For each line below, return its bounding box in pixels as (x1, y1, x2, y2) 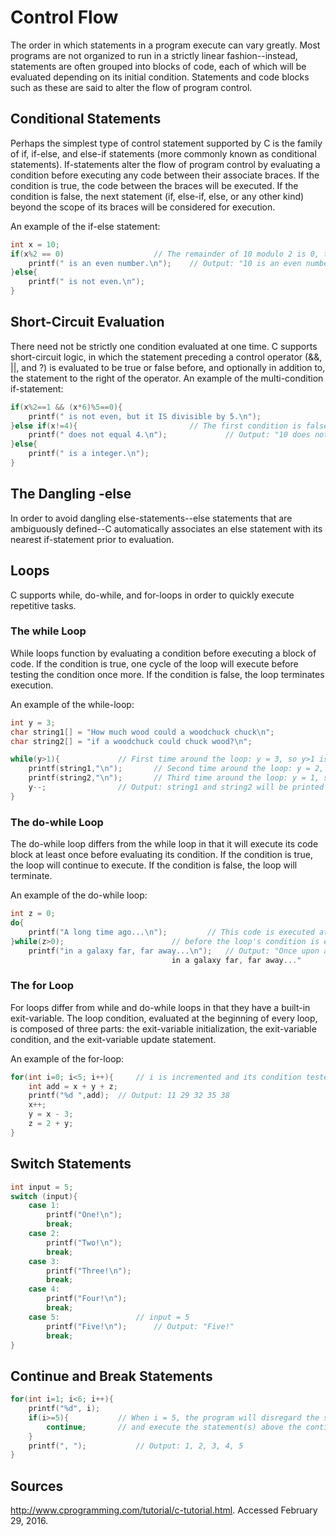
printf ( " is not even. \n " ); (28, 277, 145, 287)
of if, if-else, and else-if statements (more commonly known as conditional (10, 147, 317, 160)
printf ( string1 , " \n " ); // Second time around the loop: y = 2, (28, 764, 325, 774)
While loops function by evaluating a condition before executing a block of (10, 647, 317, 659)
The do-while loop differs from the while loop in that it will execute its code (10, 838, 319, 850)
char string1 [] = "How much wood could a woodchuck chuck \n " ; (10, 727, 275, 737)
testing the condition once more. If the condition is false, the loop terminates (10, 668, 325, 680)
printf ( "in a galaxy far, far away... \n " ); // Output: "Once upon (28, 946, 320, 956)
